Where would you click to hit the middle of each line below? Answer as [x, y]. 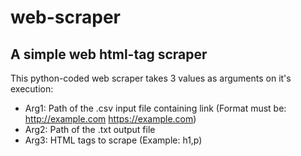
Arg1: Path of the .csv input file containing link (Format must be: [155, 108]
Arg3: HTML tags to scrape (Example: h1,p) [113, 140]
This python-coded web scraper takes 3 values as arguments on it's [151, 78]
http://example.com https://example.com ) [110, 119]
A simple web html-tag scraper [109, 54]
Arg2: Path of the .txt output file [90, 129]
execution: [32, 89]
